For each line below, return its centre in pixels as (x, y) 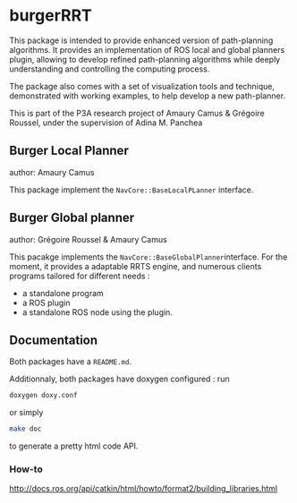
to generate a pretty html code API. (74, 446)
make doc (25, 429)
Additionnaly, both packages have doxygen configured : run (119, 379)
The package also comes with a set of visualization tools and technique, (142, 86)
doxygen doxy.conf (43, 396)
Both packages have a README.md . (71, 362)
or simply (26, 413)
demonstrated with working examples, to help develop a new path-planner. (148, 96)
